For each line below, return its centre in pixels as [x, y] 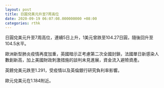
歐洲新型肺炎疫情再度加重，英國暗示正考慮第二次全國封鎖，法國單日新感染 [80, 54]
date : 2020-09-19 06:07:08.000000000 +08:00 [51, 18]
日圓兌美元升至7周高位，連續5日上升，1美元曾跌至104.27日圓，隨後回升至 [79, 37]
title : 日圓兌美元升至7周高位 [32, 14]
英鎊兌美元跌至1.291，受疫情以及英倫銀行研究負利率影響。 [63, 70]
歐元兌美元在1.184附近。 [29, 81]
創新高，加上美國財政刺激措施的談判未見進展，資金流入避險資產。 [75, 60]
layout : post [18, 9]
